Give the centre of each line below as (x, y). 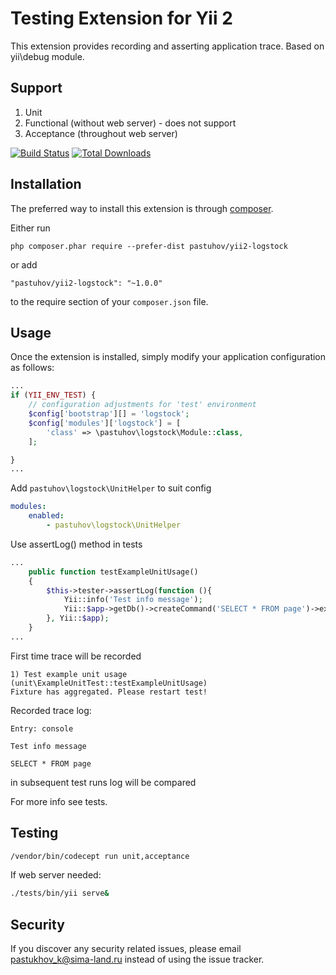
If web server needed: (56, 875)
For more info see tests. (59, 801)
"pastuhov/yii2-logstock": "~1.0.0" (86, 283)
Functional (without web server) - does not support (130, 123)
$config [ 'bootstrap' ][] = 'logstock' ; (109, 414)
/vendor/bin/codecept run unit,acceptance (100, 856)
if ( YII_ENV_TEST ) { (53, 395)
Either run (30, 228)
